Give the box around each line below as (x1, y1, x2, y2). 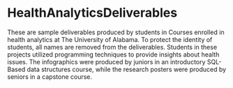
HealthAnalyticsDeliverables (7, 5, 178, 21)
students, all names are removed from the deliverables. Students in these (7, 43, 218, 51)
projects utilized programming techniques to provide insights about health (7, 50, 220, 59)
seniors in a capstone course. (7, 72, 93, 81)
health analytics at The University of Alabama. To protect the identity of (7, 35, 213, 43)
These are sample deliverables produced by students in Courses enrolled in (7, 28, 225, 36)
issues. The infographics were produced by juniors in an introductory (7, 57, 206, 66)
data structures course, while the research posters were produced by (27, 65, 227, 73)
